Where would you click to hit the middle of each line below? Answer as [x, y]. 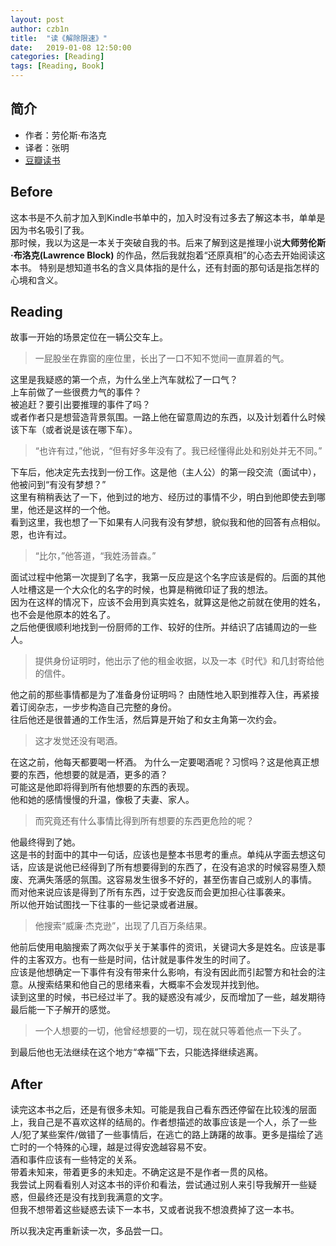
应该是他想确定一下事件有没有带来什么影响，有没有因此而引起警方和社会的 [163, 972]
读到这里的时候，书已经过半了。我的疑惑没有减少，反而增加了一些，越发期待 [168, 997]
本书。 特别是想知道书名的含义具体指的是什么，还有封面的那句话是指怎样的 [165, 267]
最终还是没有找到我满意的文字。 [102, 1197]
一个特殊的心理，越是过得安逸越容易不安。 [124, 1147]
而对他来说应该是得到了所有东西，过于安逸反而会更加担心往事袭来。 [150, 892]
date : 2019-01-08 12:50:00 [71, 47]
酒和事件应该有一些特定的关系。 [76, 1160]
